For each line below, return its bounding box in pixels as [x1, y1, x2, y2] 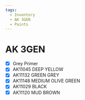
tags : [5, 7, 17, 13]
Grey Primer [12, 61, 38, 67]
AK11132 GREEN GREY [12, 72, 60, 78]
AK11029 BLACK [12, 84, 47, 90]
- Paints [10, 21, 29, 27]
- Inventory [10, 12, 36, 17]
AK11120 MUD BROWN [12, 89, 60, 95]
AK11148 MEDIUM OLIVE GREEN [12, 78, 80, 84]
